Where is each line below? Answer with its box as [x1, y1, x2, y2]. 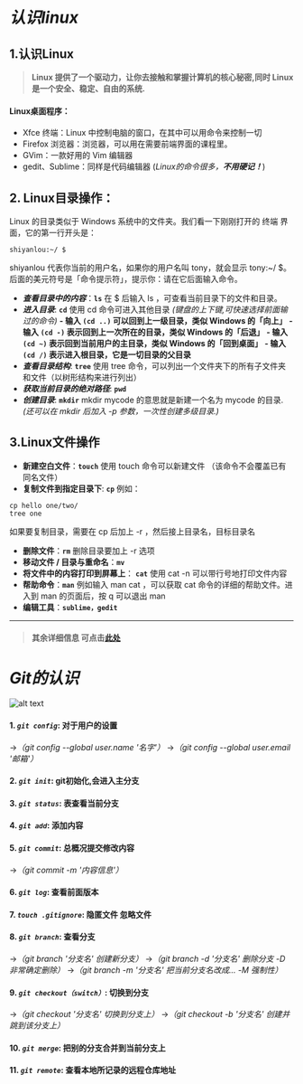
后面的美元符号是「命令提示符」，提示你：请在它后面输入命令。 [9, 274, 243, 285]
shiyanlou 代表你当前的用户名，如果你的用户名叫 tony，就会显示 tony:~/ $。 [9, 262, 291, 273]
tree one [9, 509, 42, 518]
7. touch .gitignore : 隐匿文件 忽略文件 [9, 909, 151, 919]
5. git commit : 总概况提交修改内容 [9, 842, 135, 853]
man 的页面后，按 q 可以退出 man [40, 590, 166, 601]
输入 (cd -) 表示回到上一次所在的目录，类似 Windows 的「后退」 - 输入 [22, 326, 289, 338]
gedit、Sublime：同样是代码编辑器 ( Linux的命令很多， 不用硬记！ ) [22, 161, 266, 172]
